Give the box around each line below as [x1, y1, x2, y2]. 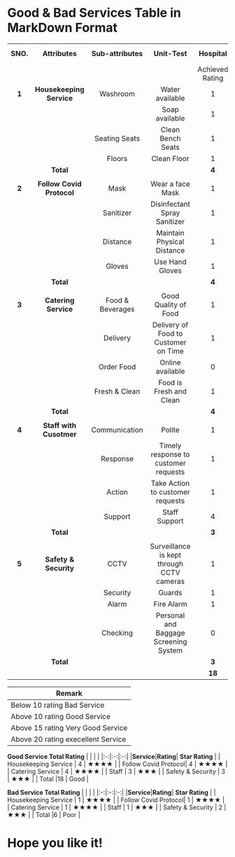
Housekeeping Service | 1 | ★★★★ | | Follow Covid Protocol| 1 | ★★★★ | [7, 795, 225, 804]
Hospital [198, 48, 227, 58]
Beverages [99, 304, 135, 314]
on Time [157, 346, 184, 356]
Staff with [43, 420, 77, 430]
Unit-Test [153, 48, 187, 58]
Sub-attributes [91, 48, 143, 58]
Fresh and [153, 386, 187, 396]
